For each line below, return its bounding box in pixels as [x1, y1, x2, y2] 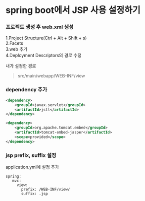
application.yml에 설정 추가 [5, 164, 59, 170]
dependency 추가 [5, 86, 48, 93]
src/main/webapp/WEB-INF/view [17, 73, 86, 79]
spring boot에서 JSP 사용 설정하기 [5, 4, 141, 16]
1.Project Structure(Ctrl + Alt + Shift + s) [5, 35, 87, 41]
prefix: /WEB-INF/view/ [21, 187, 70, 192]
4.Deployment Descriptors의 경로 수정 [5, 53, 82, 59]
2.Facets [5, 40, 24, 46]
